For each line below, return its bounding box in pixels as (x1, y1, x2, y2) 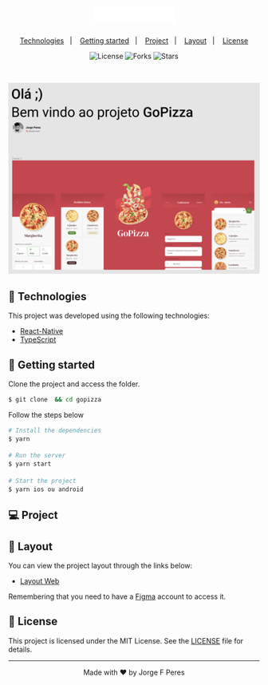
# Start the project (8, 477, 77, 485)
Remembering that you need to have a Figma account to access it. (8, 592, 226, 601)
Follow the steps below (8, 410, 84, 419)
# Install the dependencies (8, 426, 102, 434)
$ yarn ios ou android (8, 485, 84, 493)
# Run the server (8, 452, 66, 460)
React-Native (19, 327, 64, 336)
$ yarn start (8, 460, 52, 469)
